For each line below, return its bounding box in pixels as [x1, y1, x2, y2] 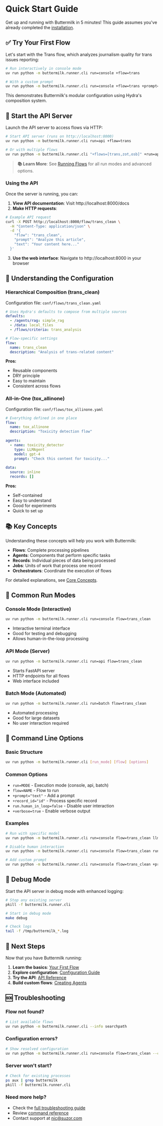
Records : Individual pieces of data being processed [12, 557, 116, 563]
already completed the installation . [5, 24, 74, 30]
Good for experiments [12, 503, 57, 508]
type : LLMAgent [14, 447, 45, 452]
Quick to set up [12, 507, 43, 513]
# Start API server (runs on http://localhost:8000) [5, 134, 114, 139]
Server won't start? [5, 1063, 52, 1069]
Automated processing [12, 710, 59, 715]
